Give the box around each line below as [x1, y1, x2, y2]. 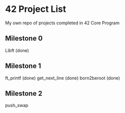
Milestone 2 [5, 89, 43, 98]
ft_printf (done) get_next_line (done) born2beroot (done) [5, 75, 121, 81]
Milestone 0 [5, 34, 43, 43]
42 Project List [5, 3, 66, 15]
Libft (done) [5, 47, 29, 53]
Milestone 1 [5, 62, 41, 70]
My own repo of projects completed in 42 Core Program [5, 20, 120, 26]
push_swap [5, 103, 29, 109]
